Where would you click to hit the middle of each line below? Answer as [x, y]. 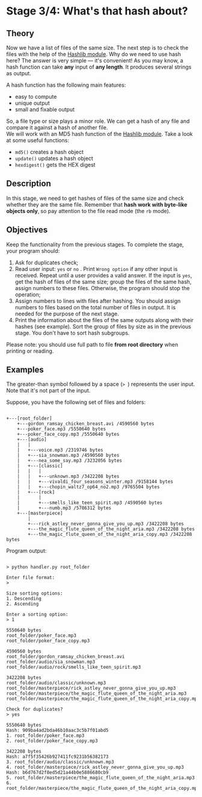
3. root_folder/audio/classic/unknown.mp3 [60, 762]
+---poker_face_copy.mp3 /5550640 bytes [68, 435]
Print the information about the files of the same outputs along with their [104, 320]
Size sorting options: [35, 594]
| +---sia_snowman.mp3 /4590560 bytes [68, 456]
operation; [28, 294]
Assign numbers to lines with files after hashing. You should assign [98, 301]
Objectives [27, 230]
